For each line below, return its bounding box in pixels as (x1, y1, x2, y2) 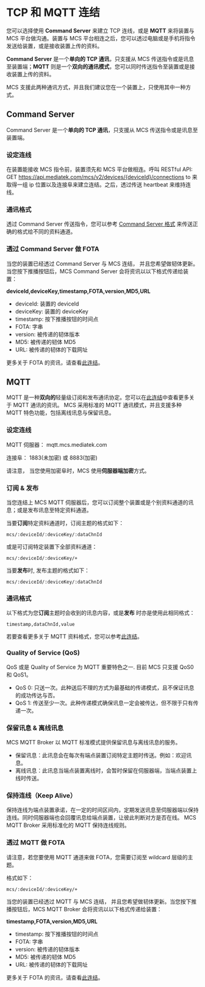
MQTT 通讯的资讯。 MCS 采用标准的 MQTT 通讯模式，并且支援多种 (13, 402, 182, 409)
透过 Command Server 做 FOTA (6, 245, 99, 254)
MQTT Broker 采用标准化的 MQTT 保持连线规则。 (6, 821, 130, 829)
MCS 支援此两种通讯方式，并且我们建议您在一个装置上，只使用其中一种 (6, 83, 186, 90)
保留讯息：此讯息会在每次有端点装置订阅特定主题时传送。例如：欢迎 (15, 751, 187, 758)
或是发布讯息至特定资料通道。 (16, 507, 92, 514)
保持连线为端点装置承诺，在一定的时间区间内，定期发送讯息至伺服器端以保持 (6, 806, 199, 813)
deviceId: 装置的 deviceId (15, 300, 79, 307)
